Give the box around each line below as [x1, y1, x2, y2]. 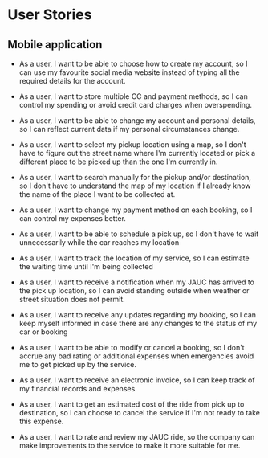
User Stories [7, 6, 92, 24]
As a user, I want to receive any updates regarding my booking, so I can [18, 310, 257, 319]
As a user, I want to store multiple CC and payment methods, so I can [18, 92, 248, 101]
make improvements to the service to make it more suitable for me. [18, 440, 241, 450]
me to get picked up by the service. [18, 360, 137, 369]
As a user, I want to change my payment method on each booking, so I [18, 205, 253, 215]
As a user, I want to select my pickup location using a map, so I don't [18, 140, 246, 149]
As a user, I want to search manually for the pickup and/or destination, [18, 173, 252, 182]
